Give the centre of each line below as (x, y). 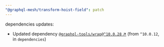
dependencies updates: (30, 24)
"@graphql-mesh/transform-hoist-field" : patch (55, 10)
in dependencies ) (29, 39)
